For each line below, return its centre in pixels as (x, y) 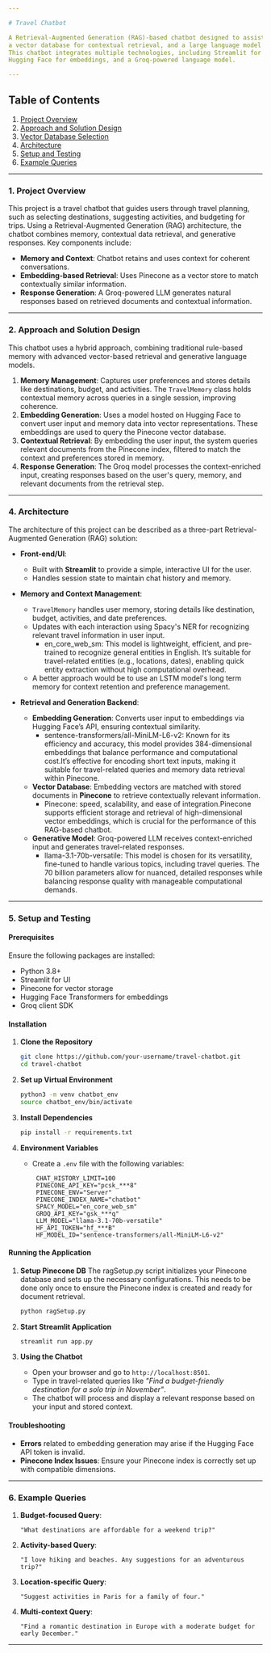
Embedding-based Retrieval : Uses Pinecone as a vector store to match (140, 276)
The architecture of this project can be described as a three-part (116, 529)
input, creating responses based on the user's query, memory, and (131, 474)
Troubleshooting (37, 1425)
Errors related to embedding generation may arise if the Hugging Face (137, 1443)
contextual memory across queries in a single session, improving (128, 398)
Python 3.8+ (41, 971)
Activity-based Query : (58, 1545)
